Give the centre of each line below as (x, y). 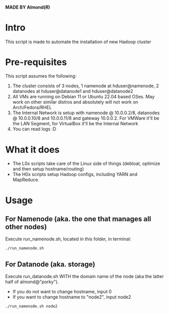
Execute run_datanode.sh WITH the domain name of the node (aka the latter (85, 276)
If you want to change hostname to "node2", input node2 (72, 297)
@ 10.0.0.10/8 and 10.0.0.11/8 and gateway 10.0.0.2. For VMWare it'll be (86, 118)
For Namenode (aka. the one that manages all (78, 219)
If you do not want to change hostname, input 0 (62, 292)
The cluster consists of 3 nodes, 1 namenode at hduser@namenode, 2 (86, 86)
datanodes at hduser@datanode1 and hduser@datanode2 (73, 91)
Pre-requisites (36, 62)
